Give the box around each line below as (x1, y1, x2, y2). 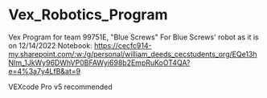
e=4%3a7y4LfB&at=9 (8, 66, 81, 76)
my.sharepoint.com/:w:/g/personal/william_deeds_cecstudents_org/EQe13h (8, 49, 257, 59)
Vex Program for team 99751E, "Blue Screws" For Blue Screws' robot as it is (8, 32, 259, 42)
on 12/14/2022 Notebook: (8, 40, 92, 50)
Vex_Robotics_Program (8, 6, 168, 24)
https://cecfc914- (93, 40, 152, 50)
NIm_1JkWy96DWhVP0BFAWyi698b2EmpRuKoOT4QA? (8, 58, 191, 67)
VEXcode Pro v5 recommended (8, 82, 113, 92)
